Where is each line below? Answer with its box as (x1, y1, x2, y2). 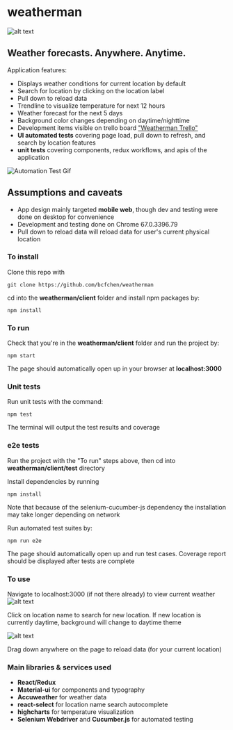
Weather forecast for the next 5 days (17, 108, 123, 117)
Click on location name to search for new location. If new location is (7, 611, 202, 619)
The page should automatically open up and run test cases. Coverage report (7, 549, 226, 558)
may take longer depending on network (7, 510, 120, 519)
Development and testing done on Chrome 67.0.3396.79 (17, 220, 178, 228)
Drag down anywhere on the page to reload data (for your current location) (7, 645, 223, 654)
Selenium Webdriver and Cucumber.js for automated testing (17, 715, 193, 724)
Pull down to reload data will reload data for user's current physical (17, 227, 210, 236)
